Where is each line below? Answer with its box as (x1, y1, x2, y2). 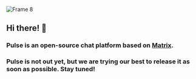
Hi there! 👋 (6, 23, 47, 33)
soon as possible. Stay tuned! (6, 65, 95, 74)
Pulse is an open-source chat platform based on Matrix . (6, 41, 174, 49)
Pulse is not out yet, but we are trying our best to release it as (6, 57, 190, 66)
